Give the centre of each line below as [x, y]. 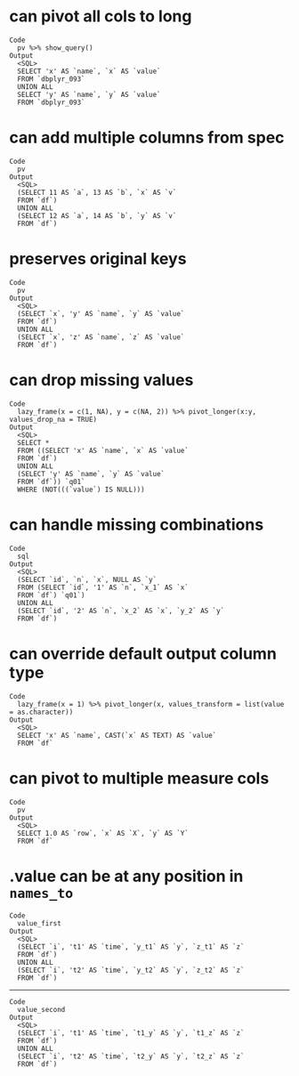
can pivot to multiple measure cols [139, 778]
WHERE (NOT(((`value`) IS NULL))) [81, 489]
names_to [41, 893]
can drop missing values [101, 380]
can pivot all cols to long [101, 16]
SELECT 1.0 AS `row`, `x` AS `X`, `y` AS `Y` [103, 833]
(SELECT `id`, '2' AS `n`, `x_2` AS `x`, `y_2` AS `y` [121, 611]
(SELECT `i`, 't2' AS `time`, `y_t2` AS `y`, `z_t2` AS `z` [131, 970]
